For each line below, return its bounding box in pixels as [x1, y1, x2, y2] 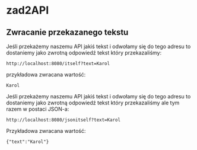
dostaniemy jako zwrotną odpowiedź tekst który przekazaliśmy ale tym [6, 99, 180, 106]
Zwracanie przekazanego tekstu [6, 27, 129, 37]
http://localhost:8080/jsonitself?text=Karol [6, 117, 120, 123]
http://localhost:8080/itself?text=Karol [6, 60, 110, 66]
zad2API [6, 4, 49, 17]
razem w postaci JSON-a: [6, 106, 69, 113]
